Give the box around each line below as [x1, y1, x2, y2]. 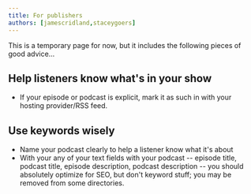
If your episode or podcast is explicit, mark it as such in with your [19, 92, 232, 103]
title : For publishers [8, 11, 83, 20]
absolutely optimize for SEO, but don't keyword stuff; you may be [19, 170, 232, 180]
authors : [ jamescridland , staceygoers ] [8, 19, 136, 27]
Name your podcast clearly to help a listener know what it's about [19, 145, 234, 155]
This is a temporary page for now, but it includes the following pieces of [8, 40, 242, 50]
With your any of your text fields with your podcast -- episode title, [19, 153, 237, 162]
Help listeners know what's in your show [8, 72, 212, 85]
